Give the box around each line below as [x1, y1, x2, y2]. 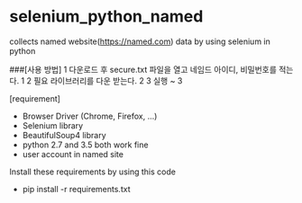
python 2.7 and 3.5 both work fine [22, 139, 149, 150]
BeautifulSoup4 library [22, 129, 106, 140]
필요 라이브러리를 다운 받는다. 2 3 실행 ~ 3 [32, 75, 183, 86]
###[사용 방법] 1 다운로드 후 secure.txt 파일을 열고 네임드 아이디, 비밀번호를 [9, 64, 278, 75]
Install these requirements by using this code [9, 166, 176, 177]
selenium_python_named [9, 6, 204, 27]
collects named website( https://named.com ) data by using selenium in [9, 36, 270, 47]
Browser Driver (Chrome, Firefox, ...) [22, 110, 158, 121]
